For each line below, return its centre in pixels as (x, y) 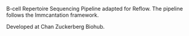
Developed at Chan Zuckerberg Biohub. (56, 27)
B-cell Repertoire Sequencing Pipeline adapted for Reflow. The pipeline (94, 9)
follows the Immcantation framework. (53, 15)
